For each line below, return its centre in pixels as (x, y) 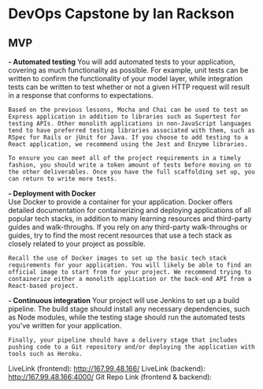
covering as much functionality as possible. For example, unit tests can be (128, 70)
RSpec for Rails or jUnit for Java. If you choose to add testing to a (128, 137)
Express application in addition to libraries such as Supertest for (125, 117)
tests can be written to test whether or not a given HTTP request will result (129, 87)
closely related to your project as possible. (77, 244)
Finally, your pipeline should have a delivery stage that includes (123, 340)
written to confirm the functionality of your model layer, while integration (126, 79)
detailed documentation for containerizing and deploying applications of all (130, 210)
